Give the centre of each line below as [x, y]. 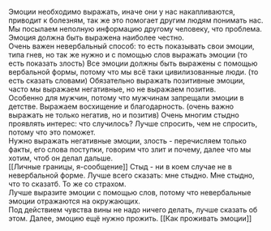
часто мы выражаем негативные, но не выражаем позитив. [112, 89]
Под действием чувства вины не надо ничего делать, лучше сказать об [133, 210]
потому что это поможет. [52, 132]
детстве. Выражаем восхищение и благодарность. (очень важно [121, 106]
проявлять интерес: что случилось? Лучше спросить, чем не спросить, [133, 124]
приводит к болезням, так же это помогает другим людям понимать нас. [136, 20]
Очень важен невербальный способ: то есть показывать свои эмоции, [131, 46]
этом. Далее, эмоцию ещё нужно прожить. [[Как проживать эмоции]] [130, 218]
